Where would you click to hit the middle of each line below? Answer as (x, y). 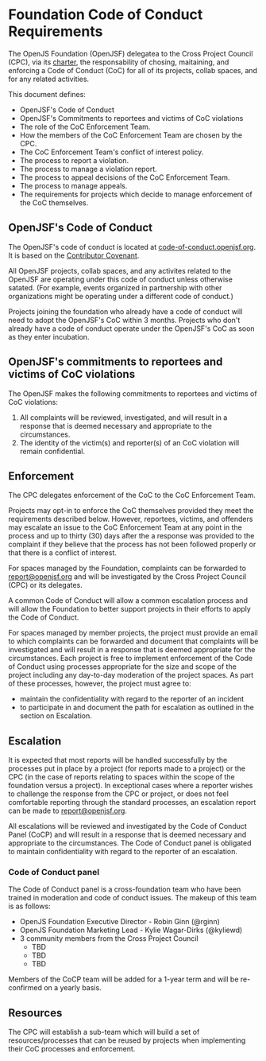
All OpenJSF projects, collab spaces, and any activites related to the (120, 270)
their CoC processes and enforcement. (72, 1049)
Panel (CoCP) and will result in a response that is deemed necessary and (127, 835)
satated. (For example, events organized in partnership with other (115, 287)
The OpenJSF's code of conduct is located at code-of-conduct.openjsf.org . (132, 247)
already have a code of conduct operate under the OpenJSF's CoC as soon (132, 328)
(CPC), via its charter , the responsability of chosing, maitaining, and (119, 62)
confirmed (25, 988)
